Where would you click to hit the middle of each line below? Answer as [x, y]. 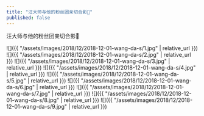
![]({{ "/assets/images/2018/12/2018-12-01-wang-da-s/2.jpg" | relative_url [99, 54]
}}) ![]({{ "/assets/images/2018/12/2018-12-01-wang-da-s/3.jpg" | [88, 61]
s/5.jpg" [16, 81]
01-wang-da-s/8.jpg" [33, 100]
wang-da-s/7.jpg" [28, 93]
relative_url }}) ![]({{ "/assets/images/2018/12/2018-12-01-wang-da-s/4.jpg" [101, 67]
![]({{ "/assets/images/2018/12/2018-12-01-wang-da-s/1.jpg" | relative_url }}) [102, 48]
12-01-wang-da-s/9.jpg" [37, 106]
